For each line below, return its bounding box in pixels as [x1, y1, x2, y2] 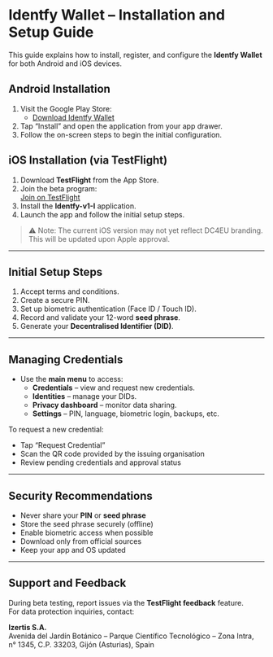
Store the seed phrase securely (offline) [19, 519, 154, 528]
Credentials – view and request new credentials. [32, 383, 195, 392]
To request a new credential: [8, 425, 104, 435]
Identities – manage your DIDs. [32, 392, 137, 401]
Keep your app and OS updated [19, 545, 126, 554]
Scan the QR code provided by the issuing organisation [19, 449, 206, 459]
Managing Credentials [8, 353, 123, 366]
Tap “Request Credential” [19, 440, 106, 450]
